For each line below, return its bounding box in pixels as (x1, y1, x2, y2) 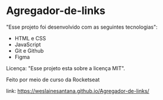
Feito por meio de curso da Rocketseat (6, 76, 100, 83)
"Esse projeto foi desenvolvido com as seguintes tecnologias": (6, 23, 158, 30)
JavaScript (14, 41, 41, 48)
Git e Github (14, 47, 44, 54)
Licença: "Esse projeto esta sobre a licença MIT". (6, 64, 125, 71)
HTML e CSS (14, 35, 46, 42)
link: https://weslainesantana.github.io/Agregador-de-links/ (6, 87, 149, 94)
